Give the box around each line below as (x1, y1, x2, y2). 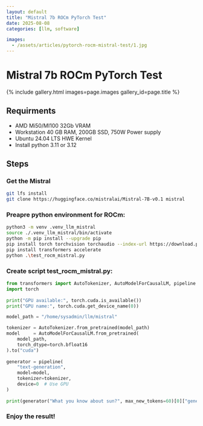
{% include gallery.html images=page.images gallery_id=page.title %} (6, 88, 180, 96)
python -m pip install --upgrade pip (6, 235, 101, 242)
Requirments (6, 106, 56, 116)
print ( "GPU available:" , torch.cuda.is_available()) (6, 297, 142, 303)
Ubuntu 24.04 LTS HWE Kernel (14, 134, 92, 142)
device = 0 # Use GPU (17, 381, 69, 387)
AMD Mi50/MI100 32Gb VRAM (14, 122, 91, 129)
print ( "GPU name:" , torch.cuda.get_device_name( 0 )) (6, 303, 139, 309)
